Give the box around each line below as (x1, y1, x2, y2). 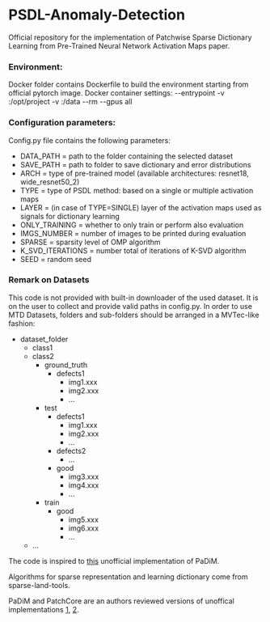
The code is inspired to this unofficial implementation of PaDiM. (8, 556, 220, 565)
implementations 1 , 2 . (8, 604, 79, 614)
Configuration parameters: (8, 117, 116, 129)
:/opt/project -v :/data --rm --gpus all (8, 97, 133, 107)
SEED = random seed (19, 254, 91, 264)
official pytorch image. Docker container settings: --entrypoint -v (8, 88, 225, 98)
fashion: (8, 318, 36, 328)
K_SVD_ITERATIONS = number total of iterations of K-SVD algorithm (19, 245, 247, 256)
